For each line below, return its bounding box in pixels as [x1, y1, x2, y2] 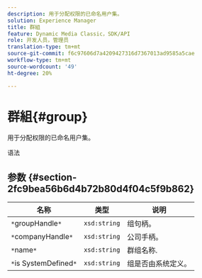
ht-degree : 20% [7, 69, 52, 77]
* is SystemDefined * [11, 258, 77, 268]
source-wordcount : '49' [7, 63, 78, 70]
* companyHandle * [11, 232, 73, 242]
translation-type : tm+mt [7, 43, 81, 50]
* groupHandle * [11, 218, 62, 228]
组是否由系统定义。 [127, 259, 191, 269]
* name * [11, 245, 38, 255]
